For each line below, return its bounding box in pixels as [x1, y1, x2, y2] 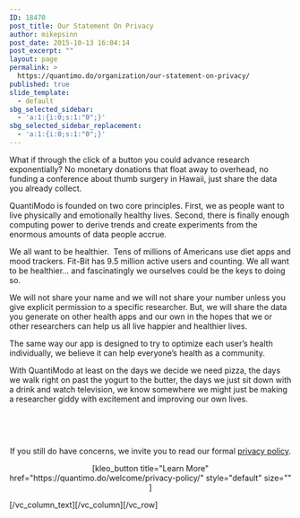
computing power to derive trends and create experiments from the [9, 219, 258, 229]
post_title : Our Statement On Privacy [9, 22, 154, 30]
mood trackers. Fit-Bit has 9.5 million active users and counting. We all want [9, 255, 289, 266]
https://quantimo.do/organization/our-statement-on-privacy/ [17, 72, 251, 81]
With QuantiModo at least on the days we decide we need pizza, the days [9, 365, 281, 376]
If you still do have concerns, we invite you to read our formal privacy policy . [9, 445, 292, 456]
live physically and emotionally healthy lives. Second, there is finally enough [9, 210, 289, 220]
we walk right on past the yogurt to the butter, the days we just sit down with [9, 374, 292, 385]
